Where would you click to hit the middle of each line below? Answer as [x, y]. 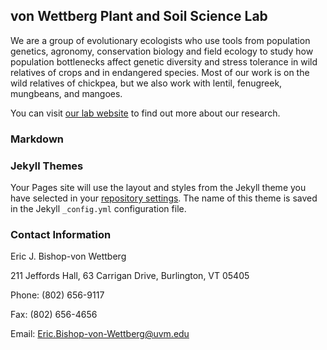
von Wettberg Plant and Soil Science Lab [139, 16]
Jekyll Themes [47, 166]
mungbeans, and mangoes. [66, 93]
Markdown [37, 139]
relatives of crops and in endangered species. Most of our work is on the [160, 72]
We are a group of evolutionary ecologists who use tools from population [160, 40]
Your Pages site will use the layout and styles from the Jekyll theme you [158, 188]
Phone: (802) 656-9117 [57, 295]
